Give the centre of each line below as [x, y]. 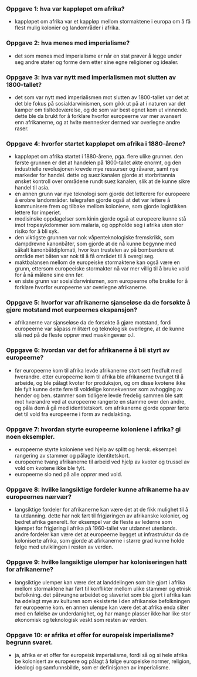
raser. [21, 128]
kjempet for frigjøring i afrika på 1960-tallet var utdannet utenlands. [96, 528]
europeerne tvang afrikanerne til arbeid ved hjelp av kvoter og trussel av [102, 462]
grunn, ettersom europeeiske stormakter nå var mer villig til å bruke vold [102, 269]
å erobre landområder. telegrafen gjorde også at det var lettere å [92, 200]
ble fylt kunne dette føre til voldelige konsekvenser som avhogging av [98, 389]
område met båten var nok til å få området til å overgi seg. [84, 256]
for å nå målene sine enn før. [49, 275]
